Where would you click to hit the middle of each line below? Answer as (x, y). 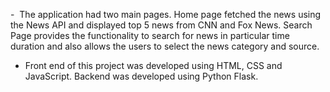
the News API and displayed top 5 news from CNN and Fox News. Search (161, 25)
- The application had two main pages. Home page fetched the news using (166, 14)
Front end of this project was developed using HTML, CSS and (153, 65)
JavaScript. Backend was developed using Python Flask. (141, 76)
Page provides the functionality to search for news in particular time (150, 35)
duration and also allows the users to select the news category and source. (165, 46)
